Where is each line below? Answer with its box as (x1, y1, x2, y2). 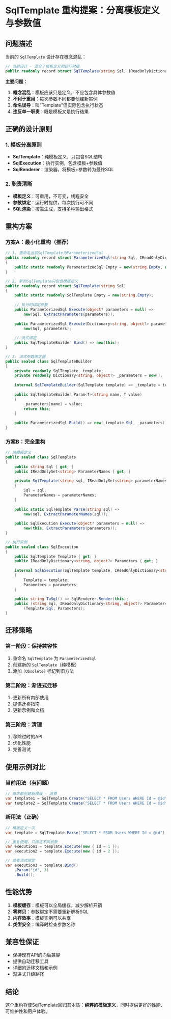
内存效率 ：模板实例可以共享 (12, 915, 71, 921)
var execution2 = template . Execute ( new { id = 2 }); (5, 849, 120, 854)
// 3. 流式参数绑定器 (5, 354, 46, 359)
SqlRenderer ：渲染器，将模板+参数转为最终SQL (12, 167, 115, 173)
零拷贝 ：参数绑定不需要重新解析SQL (12, 908, 89, 915)
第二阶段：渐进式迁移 (5, 682, 58, 689)
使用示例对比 (5, 762, 46, 772)
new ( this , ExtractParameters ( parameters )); (23, 526, 117, 531)
